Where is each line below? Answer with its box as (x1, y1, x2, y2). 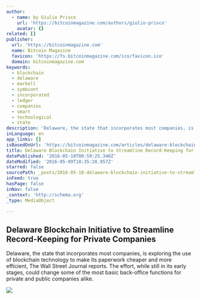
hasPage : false (6, 181, 44, 187)
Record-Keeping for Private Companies (6, 234, 156, 244)
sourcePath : (6, 169, 36, 176)
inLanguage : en (6, 131, 44, 137)
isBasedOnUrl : (6, 141, 42, 148)
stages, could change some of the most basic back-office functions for (6, 269, 182, 276)
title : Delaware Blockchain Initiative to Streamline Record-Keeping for (6, 147, 194, 153)
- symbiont (11, 87, 39, 93)
